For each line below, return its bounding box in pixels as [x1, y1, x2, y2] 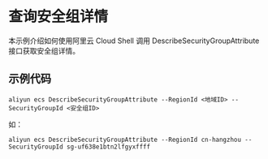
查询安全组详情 [8, 7, 109, 26]
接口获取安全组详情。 [8, 45, 80, 55]
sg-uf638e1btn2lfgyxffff [66, 143, 151, 151]
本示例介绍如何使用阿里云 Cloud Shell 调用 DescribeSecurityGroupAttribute [8, 36, 260, 45]
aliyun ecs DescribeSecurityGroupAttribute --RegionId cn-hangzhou [8, 135, 242, 144]
